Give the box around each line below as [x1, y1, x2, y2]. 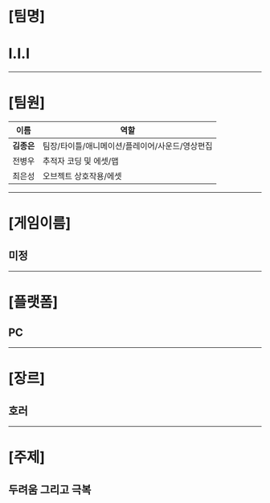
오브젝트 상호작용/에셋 [43, 170, 122, 182]
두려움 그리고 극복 [8, 483, 92, 497]
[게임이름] [8, 215, 72, 233]
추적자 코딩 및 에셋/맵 [43, 156, 119, 167]
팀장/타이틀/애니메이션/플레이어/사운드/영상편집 [43, 141, 213, 152]
